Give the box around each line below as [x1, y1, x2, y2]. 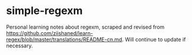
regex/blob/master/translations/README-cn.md [6, 36, 122, 43]
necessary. [6, 42, 34, 49]
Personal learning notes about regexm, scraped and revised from [6, 23, 165, 30]
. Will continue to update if [122, 36, 186, 43]
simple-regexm [6, 4, 83, 18]
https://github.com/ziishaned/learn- [6, 29, 93, 36]
